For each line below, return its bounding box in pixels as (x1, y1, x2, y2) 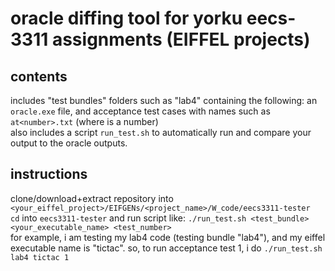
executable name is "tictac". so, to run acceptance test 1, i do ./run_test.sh (10, 242, 323, 254)
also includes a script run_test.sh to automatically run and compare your (10, 127, 312, 138)
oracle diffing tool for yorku (10, 7, 243, 30)
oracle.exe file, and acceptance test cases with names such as (10, 105, 271, 117)
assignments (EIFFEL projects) (51, 28, 311, 51)
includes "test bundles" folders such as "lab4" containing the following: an (10, 95, 318, 106)
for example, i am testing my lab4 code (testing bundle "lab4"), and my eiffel (10, 231, 326, 243)
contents (10, 68, 68, 85)
